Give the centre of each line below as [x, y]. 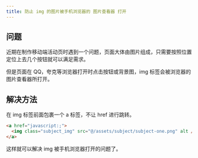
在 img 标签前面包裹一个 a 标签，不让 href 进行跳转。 [70, 115]
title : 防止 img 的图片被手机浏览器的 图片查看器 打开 [66, 11]
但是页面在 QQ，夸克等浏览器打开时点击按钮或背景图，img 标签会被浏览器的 [99, 72]
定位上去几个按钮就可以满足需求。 [47, 59]
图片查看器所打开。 [29, 79]
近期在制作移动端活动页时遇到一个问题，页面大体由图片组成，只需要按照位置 [99, 52]
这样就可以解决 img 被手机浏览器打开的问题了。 [64, 149]
